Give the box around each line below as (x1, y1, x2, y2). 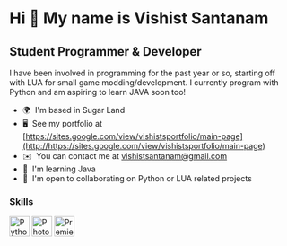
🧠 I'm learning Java (22, 163, 96, 174)
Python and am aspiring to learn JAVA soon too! (9, 87, 187, 97)
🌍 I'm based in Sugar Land (22, 105, 126, 115)
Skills (9, 195, 34, 207)
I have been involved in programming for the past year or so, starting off (9, 67, 276, 78)
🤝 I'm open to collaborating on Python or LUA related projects (22, 173, 253, 183)
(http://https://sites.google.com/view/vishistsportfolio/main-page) (22, 141, 266, 151)
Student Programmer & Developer (9, 44, 202, 59)
